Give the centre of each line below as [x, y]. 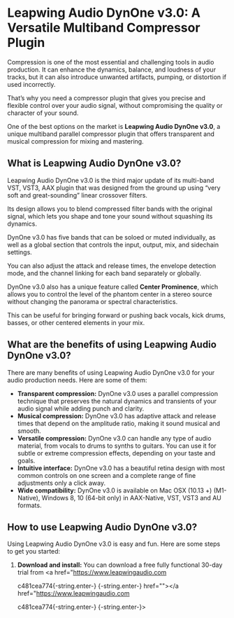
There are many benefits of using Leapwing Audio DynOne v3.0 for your [111, 372]
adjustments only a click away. [61, 483]
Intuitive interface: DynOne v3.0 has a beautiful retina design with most [121, 468]
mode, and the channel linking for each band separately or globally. [104, 273]
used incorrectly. [31, 84]
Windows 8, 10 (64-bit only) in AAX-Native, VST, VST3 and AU [131, 497]
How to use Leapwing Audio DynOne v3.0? [102, 527]
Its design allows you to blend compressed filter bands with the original [110, 209]
